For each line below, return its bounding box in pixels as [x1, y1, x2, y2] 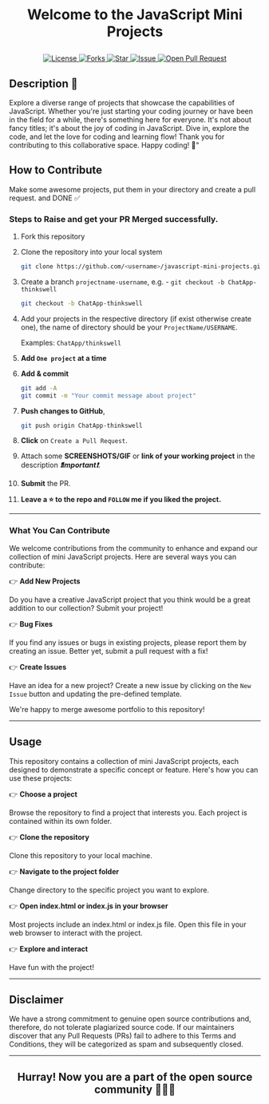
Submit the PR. [20, 479, 71, 489]
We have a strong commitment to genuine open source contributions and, [9, 1014, 251, 1023]
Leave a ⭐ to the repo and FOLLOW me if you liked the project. [20, 495, 222, 505]
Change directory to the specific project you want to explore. [9, 884, 210, 895]
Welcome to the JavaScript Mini [27, 6, 243, 24]
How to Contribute [9, 164, 103, 177]
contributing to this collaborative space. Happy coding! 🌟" [9, 140, 200, 149]
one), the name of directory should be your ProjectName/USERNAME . [20, 322, 238, 332]
